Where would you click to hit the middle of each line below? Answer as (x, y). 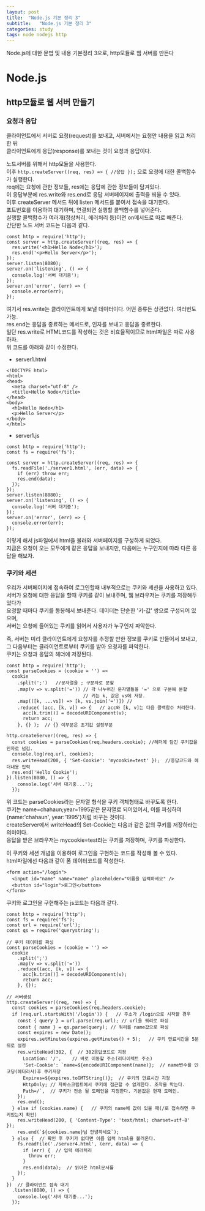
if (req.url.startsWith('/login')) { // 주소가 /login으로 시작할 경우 (101, 1014)
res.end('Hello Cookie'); (45, 773)
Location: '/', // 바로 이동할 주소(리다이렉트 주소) (88, 1059)
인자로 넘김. (20, 749)
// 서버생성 (19, 997)
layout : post (23, 12)
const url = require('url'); (43, 925)
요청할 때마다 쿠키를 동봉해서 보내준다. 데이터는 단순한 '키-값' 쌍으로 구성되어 (98, 610)
